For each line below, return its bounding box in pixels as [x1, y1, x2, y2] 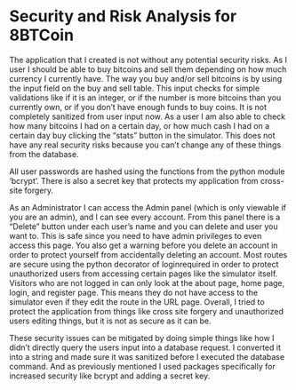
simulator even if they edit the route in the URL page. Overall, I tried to [9, 296, 265, 307]
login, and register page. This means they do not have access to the [9, 287, 259, 298]
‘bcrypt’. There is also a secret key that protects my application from [9, 175, 260, 186]
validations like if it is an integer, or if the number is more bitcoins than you [9, 92, 282, 103]
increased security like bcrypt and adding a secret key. [9, 370, 211, 381]
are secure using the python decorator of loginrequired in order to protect [9, 259, 279, 269]
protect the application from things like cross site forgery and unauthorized [9, 306, 284, 316]
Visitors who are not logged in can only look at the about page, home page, [9, 277, 285, 288]
